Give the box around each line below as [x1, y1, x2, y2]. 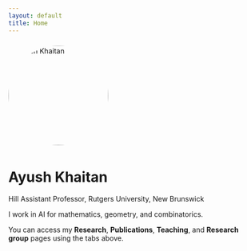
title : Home [8, 19, 48, 27]
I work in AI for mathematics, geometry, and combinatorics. [8, 210, 204, 219]
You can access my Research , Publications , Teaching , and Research [8, 225, 239, 235]
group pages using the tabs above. [8, 233, 124, 243]
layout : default [8, 11, 62, 20]
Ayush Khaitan [8, 168, 108, 186]
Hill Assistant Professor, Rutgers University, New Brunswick [8, 194, 205, 204]
